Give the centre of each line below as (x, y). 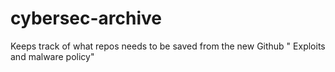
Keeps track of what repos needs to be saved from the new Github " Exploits (168, 46)
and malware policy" (52, 56)
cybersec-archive (86, 18)
